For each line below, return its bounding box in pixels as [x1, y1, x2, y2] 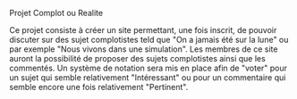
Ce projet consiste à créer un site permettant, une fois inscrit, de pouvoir [9, 25, 277, 35]
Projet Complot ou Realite [9, 8, 104, 18]
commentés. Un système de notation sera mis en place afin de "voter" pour [9, 62, 288, 73]
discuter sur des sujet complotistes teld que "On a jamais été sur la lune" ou [9, 35, 289, 45]
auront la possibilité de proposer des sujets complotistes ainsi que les [9, 54, 266, 63]
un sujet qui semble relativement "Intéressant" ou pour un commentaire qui [9, 72, 286, 83]
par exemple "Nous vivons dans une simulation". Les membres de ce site [9, 44, 278, 54]
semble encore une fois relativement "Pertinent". [9, 82, 189, 92]
